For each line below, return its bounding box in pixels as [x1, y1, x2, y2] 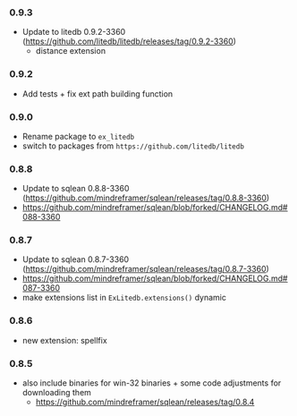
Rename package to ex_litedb [21, 131, 135, 141]
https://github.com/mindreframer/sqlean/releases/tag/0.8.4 [35, 396, 255, 408]
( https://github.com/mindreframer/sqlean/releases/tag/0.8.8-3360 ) [21, 192, 270, 203]
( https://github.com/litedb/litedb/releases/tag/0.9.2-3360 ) [21, 36, 237, 47]
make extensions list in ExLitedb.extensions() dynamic [21, 293, 226, 303]
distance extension [35, 46, 106, 56]
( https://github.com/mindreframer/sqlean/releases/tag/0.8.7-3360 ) [21, 264, 270, 275]
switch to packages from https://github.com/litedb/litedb [21, 140, 244, 151]
